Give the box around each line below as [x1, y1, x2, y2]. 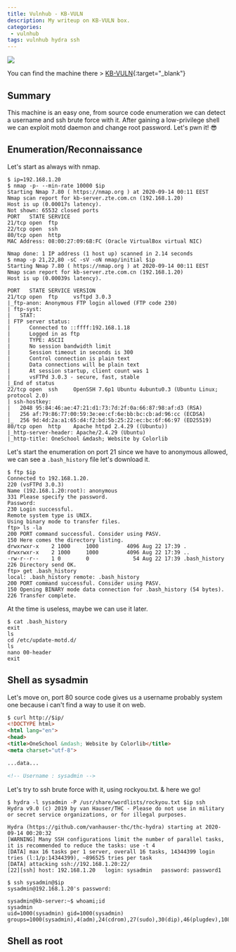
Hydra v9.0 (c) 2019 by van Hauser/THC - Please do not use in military [7, 805, 225, 812]
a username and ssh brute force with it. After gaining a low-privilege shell [7, 116, 220, 124]
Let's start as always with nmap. [7, 162, 100, 171]
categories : [7, 23, 42, 30]
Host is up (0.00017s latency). [7, 200, 102, 208]
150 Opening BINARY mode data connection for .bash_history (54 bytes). [7, 586, 225, 593]
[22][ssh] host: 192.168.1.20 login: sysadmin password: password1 [7, 867, 221, 874]
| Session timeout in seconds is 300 [7, 348, 133, 356]
